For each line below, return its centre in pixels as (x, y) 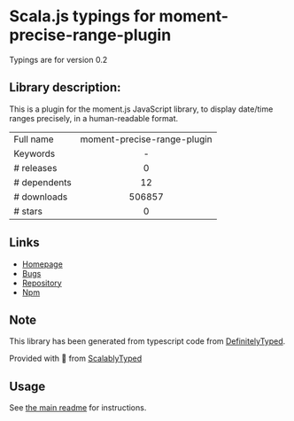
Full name (34, 139)
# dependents (43, 182)
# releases (35, 168)
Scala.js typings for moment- (119, 16)
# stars (28, 211)
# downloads (41, 197)
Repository (42, 283)
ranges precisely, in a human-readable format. (94, 118)
